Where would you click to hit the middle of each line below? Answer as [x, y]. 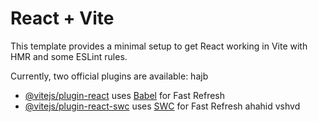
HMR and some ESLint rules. [69, 56]
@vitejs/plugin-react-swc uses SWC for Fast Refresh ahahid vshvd [162, 106]
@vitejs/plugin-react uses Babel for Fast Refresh [125, 95]
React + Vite [62, 18]
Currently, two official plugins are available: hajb [109, 76]
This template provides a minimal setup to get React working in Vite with [159, 46]
